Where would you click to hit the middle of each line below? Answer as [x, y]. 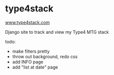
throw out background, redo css [45, 56]
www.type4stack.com [28, 22]
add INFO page [28, 62]
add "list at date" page [35, 67]
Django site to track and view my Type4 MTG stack [57, 32]
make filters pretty [31, 51]
